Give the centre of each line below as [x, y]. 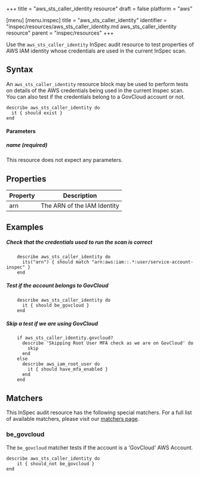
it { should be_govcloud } [56, 305]
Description [80, 195]
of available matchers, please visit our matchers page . [73, 419]
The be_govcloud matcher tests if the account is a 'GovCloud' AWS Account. [99, 447]
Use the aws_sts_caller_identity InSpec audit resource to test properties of [100, 45]
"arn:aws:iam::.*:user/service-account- [143, 262]
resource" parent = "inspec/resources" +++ [60, 33]
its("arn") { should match [56, 262]
